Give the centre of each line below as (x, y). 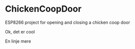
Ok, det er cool (20, 32)
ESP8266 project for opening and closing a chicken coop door (68, 22)
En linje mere (18, 41)
